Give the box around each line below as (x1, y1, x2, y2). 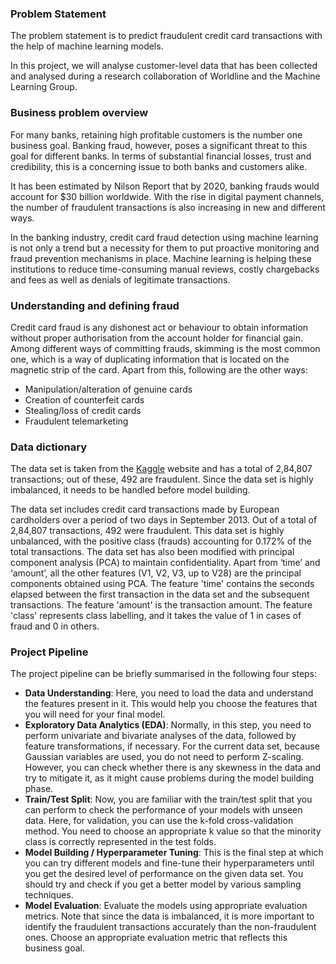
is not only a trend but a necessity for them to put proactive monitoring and (10, 242, 320, 254)
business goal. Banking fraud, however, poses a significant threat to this (10, 139, 308, 151)
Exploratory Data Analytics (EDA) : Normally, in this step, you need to (24, 719, 312, 731)
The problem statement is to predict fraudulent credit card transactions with (10, 30, 323, 42)
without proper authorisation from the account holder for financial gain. (10, 332, 304, 344)
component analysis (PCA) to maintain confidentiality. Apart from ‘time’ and (10, 557, 321, 569)
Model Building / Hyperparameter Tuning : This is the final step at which (24, 847, 324, 859)
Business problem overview (10, 106, 149, 120)
